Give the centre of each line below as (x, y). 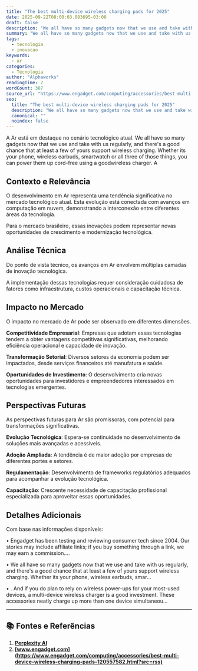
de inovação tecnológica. (37, 271)
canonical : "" (29, 115)
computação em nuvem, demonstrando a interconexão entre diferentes (93, 208)
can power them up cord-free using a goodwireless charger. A (82, 163)
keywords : (18, 55)
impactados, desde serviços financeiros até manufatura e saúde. (85, 363)
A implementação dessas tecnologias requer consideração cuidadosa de (95, 282)
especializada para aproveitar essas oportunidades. (69, 497)
